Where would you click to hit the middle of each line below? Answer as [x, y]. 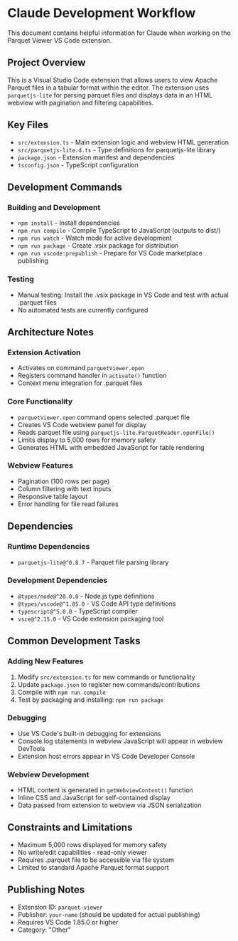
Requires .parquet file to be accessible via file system [96, 860]
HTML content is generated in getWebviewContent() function [105, 790]
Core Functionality [40, 401]
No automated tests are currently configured [83, 310]
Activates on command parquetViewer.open [81, 368]
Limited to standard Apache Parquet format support [93, 867]
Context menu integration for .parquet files [80, 383]
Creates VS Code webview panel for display [82, 424]
